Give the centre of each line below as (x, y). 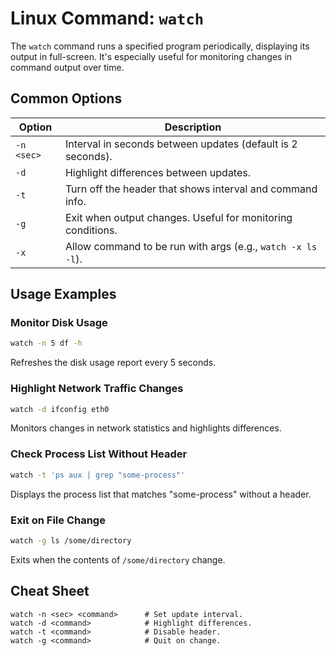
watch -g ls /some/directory (71, 540)
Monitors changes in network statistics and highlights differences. (146, 428)
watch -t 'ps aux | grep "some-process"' (98, 475)
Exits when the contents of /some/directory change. (118, 559)
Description (193, 127)
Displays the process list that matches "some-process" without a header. (161, 494)
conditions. (91, 230)
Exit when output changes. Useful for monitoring (178, 217)
